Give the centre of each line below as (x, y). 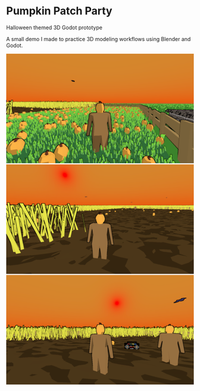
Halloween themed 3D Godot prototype (54, 27)
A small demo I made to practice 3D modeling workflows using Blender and (99, 39)
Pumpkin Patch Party (59, 11)
